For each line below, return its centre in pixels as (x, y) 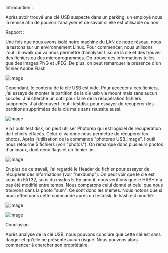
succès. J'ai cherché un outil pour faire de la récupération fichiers (73, 98)
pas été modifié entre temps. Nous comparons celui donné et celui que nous (84, 185)
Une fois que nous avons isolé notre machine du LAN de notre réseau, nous (83, 42)
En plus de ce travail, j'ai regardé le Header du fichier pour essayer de (77, 169)
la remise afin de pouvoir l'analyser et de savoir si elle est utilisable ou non (82, 22)
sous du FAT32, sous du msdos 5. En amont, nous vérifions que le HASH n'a (84, 180)
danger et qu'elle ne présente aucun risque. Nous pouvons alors (72, 240)
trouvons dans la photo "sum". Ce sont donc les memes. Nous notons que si (84, 190)
